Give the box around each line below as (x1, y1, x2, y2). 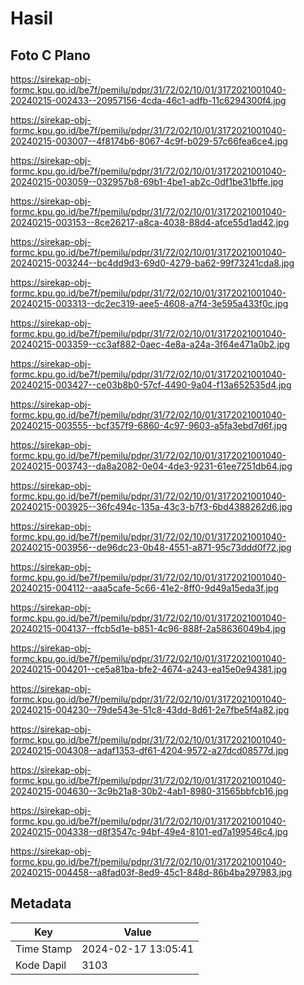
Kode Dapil (15, 958, 67, 972)
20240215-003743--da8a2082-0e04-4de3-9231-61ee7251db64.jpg (10, 460, 293, 472)
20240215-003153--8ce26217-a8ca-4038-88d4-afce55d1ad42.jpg (10, 217, 290, 228)
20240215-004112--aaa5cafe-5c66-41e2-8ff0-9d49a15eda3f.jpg (10, 582, 280, 594)
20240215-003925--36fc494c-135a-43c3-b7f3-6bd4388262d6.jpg (10, 501, 293, 512)
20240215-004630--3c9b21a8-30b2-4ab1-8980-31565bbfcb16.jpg (10, 785, 289, 797)
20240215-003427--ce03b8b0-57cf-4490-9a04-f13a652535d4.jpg (10, 379, 292, 391)
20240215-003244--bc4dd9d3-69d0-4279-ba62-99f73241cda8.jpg (10, 257, 295, 269)
